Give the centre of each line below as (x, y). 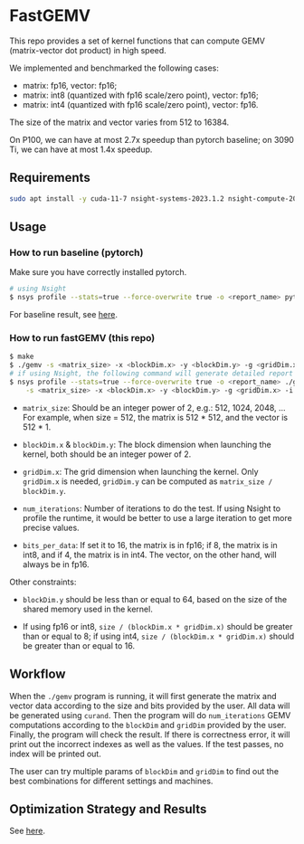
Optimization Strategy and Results (108, 809)
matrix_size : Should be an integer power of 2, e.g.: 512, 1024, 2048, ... (154, 407)
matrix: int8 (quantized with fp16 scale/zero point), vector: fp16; (141, 95)
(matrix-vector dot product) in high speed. (88, 50)
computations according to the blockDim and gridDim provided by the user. (148, 725)
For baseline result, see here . (63, 315)
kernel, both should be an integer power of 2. (107, 454)
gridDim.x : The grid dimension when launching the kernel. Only (141, 471)
